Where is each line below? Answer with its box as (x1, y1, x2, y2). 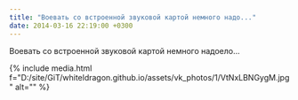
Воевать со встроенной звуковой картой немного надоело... (9, 45, 240, 56)
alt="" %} (14, 81, 51, 92)
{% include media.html (9, 63, 93, 73)
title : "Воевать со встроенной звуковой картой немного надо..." (9, 12, 256, 22)
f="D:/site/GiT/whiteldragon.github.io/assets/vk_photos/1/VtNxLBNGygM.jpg (9, 72, 290, 82)
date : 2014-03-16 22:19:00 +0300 (9, 21, 133, 30)
